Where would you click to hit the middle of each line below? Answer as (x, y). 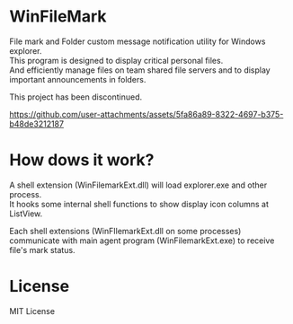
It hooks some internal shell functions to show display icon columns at (139, 204)
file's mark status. (42, 250)
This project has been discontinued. (75, 97)
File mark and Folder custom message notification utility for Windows (138, 41)
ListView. (26, 214)
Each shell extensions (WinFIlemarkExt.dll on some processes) (125, 231)
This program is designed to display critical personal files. (116, 60)
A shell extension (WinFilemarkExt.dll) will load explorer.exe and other (138, 185)
